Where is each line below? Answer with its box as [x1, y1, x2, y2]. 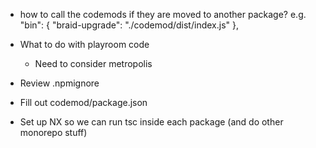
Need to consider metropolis [34, 58, 153, 69]
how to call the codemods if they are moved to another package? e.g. [19, 9, 307, 20]
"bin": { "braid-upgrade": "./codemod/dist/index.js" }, [19, 19, 239, 31]
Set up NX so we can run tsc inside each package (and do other [19, 116, 284, 128]
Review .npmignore [19, 77, 100, 89]
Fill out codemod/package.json [19, 97, 148, 108]
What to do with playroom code [19, 39, 150, 50]
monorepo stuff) [19, 127, 88, 138]
